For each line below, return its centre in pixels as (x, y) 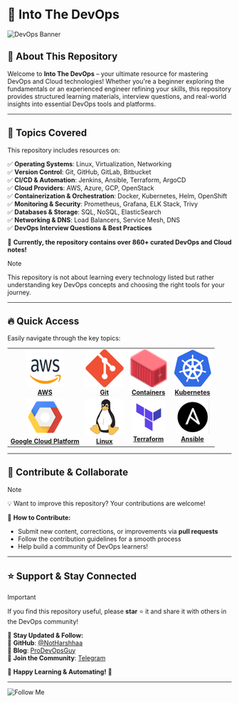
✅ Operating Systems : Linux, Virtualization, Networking (90, 163)
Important (22, 597)
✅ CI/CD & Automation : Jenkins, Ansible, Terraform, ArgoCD (97, 180)
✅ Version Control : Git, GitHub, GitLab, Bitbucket (79, 172)
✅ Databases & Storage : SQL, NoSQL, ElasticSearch (84, 212)
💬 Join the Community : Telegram (57, 658)
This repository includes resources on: (64, 150)
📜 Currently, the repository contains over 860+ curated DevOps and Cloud (119, 242)
